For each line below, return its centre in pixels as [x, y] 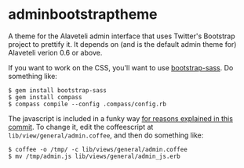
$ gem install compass [45, 97]
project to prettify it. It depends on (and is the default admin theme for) [122, 44]
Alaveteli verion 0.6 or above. [55, 52]
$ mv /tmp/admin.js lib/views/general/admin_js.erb [94, 156]
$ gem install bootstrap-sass [58, 90]
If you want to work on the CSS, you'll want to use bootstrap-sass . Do [121, 67]
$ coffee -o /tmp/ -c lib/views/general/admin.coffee [98, 149]
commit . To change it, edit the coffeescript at [81, 127]
